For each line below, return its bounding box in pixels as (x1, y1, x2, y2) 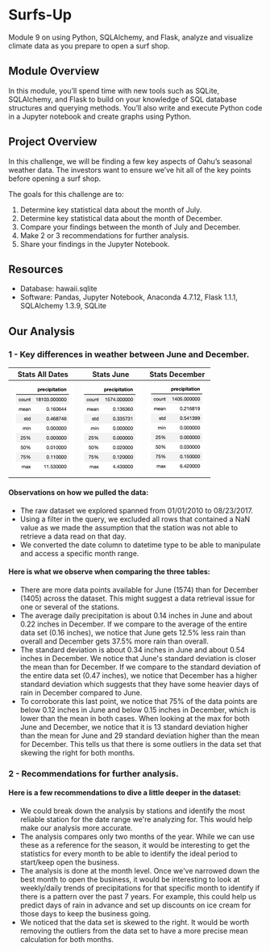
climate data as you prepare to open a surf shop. (8, 40, 171, 50)
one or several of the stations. (19, 601, 120, 611)
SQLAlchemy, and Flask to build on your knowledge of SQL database (8, 94, 238, 104)
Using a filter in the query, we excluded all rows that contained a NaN (19, 514, 251, 524)
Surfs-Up (8, 6, 73, 24)
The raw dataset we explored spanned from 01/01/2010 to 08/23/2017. (19, 505, 254, 515)
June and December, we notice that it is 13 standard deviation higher (19, 722, 248, 731)
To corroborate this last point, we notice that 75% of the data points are (19, 696, 258, 706)
